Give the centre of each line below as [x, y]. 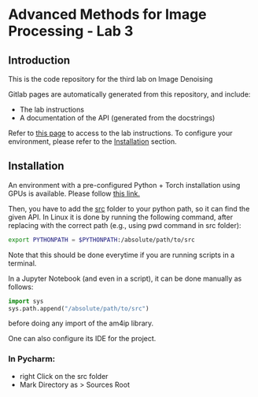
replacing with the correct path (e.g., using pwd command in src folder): [125, 225]
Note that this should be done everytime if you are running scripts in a [122, 255]
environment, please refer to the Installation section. [92, 142]
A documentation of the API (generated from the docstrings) [117, 118]
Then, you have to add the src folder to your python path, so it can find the [129, 208]
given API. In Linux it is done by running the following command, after [121, 217]
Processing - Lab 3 [71, 31]
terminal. [22, 263]
